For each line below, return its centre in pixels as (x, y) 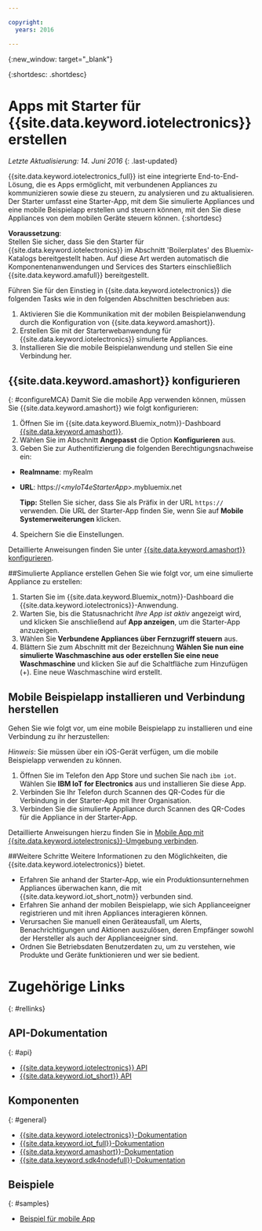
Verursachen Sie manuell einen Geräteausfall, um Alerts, (111, 922)
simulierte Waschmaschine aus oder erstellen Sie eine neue (119, 656)
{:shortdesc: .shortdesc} (48, 74)
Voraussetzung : (35, 234)
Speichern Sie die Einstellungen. (72, 534)
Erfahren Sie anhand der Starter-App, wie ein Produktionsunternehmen (134, 880)
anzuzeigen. (40, 630)
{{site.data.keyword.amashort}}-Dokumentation (96, 1152)
